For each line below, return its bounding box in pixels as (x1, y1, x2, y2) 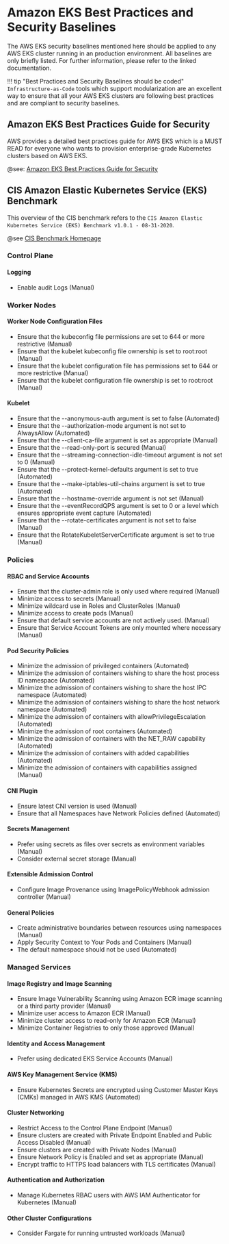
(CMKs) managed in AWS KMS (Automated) (16, 1093, 141, 1101)
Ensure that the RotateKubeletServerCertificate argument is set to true (16, 531, 215, 539)
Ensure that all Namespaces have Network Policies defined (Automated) (16, 809, 221, 817)
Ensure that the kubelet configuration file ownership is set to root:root (16, 376, 213, 384)
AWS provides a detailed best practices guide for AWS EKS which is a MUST (7, 137, 223, 145)
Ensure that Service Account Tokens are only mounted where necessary (16, 624, 221, 632)
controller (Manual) (16, 892, 72, 901)
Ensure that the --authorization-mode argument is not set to (16, 422, 187, 430)
